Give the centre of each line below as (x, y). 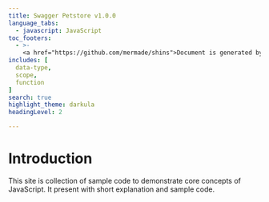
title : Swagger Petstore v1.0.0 (62, 16)
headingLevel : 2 (35, 113)
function (30, 82)
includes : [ (28, 61)
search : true (30, 97)
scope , (26, 75)
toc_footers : (30, 38)
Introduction (50, 158)
